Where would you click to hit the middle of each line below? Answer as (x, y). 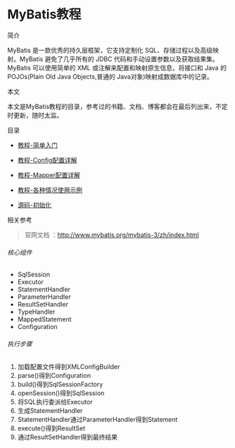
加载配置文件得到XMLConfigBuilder (69, 367)
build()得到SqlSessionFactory (60, 385)
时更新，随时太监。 (35, 115)
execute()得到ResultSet (51, 428)
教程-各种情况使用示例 (50, 190)
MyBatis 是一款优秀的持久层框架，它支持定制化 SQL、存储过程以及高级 (110, 50)
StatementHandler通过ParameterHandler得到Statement (97, 420)
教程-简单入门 (38, 145)
